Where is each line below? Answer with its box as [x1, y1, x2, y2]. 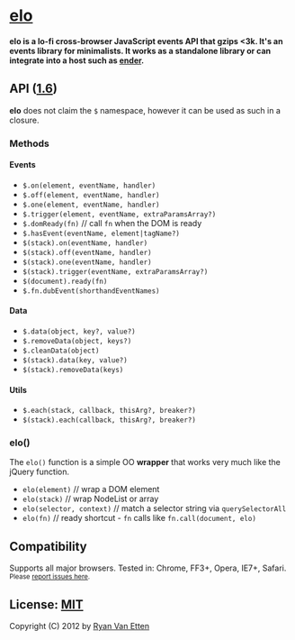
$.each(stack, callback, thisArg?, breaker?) [22, 407, 196, 416]
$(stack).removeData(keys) [22, 365, 124, 374]
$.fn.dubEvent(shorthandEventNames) [22, 286, 160, 296]
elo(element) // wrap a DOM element [22, 484, 160, 495]
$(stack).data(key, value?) [22, 355, 128, 365]
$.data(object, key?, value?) [22, 326, 137, 336]
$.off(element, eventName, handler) [22, 190, 160, 199]
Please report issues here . [9, 572, 91, 581]
